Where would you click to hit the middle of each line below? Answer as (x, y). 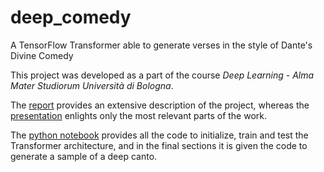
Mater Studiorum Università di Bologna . (92, 85)
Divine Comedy (42, 55)
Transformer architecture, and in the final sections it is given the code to (159, 145)
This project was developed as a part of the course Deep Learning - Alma (162, 75)
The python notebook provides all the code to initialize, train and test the (159, 135)
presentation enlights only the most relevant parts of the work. (139, 115)
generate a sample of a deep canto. (84, 156)
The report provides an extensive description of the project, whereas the (160, 105)
